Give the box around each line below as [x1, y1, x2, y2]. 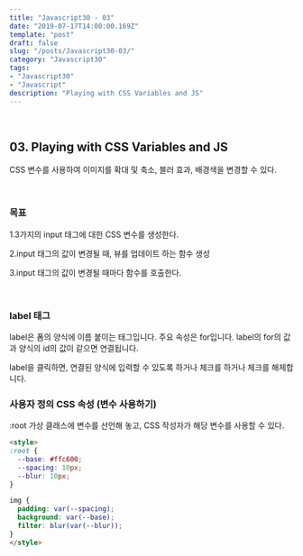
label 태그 [9, 309, 51, 322]
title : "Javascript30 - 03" [9, 13, 115, 23]
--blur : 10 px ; [17, 471, 70, 480]
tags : [9, 64, 30, 73]
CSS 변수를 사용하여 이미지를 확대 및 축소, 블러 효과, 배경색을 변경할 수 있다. [9, 164, 277, 176]
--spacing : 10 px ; [17, 463, 83, 472]
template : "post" [9, 30, 75, 39]
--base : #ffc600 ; [17, 454, 83, 464]
